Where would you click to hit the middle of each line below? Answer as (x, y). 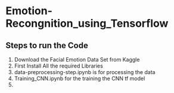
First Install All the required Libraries (59, 66)
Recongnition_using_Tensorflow (87, 23)
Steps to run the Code (47, 45)
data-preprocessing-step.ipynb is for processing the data (85, 72)
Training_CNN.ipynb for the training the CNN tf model (80, 78)
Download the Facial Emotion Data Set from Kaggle (77, 60)
